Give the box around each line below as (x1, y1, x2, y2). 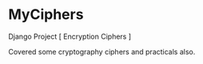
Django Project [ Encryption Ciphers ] (8, 32, 132, 41)
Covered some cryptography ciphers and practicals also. (8, 47, 196, 56)
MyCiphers (8, 6, 84, 24)
